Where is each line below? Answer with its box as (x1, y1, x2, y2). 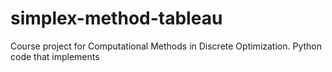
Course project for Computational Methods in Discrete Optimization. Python (10, 40, 323, 52)
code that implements (10, 50, 100, 62)
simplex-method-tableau (10, 7, 223, 30)
